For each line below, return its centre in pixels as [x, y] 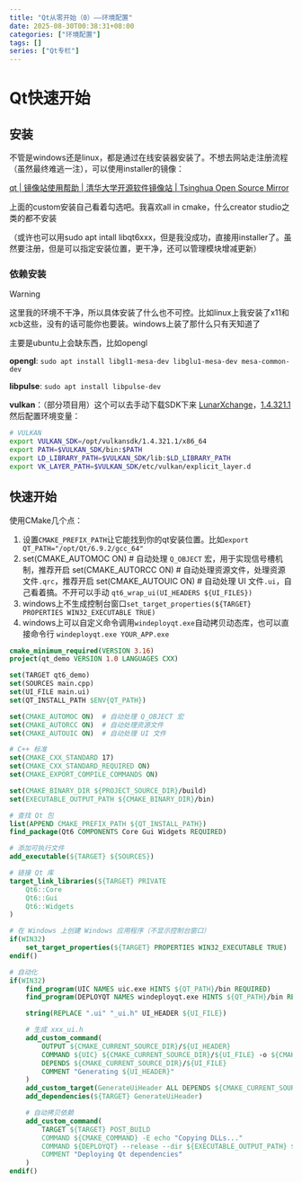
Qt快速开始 [50, 98]
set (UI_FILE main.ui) [50, 692]
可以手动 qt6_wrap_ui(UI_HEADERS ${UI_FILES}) [165, 592]
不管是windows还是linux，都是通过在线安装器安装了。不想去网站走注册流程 [149, 157]
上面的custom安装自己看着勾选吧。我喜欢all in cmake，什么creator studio [146, 207]
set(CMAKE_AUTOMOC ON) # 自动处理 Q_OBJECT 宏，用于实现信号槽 [149, 558]
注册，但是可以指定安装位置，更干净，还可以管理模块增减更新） [143, 249]
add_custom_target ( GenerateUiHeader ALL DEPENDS [118, 1089]
